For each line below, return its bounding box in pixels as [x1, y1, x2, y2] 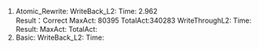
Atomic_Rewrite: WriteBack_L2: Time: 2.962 [15, 7, 158, 16]
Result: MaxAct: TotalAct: [15, 25, 98, 33]
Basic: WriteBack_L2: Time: [15, 33, 104, 42]
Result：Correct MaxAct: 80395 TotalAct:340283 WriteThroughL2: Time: [15, 16, 252, 25]
